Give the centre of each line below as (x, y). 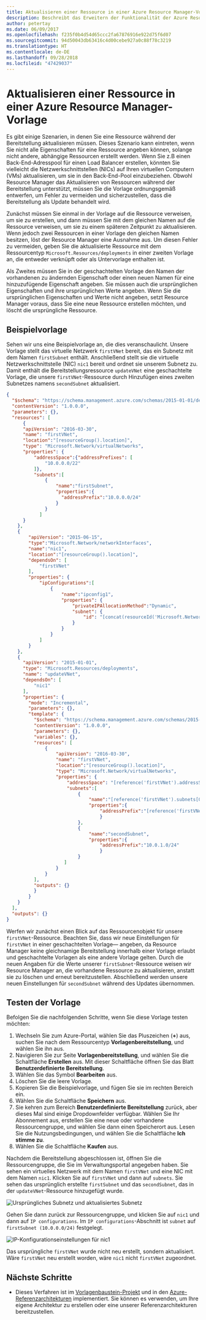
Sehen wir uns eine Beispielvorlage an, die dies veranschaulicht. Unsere (97, 345)
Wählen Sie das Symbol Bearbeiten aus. (66, 1075)
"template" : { (46, 714)
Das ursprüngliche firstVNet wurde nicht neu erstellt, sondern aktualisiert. (101, 1251)
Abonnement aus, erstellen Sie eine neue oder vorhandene (90, 1121)
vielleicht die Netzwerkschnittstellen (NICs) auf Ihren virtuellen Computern (100, 169)
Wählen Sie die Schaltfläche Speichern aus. (71, 1101)
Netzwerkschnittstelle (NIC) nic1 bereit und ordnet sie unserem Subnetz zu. (102, 364)
